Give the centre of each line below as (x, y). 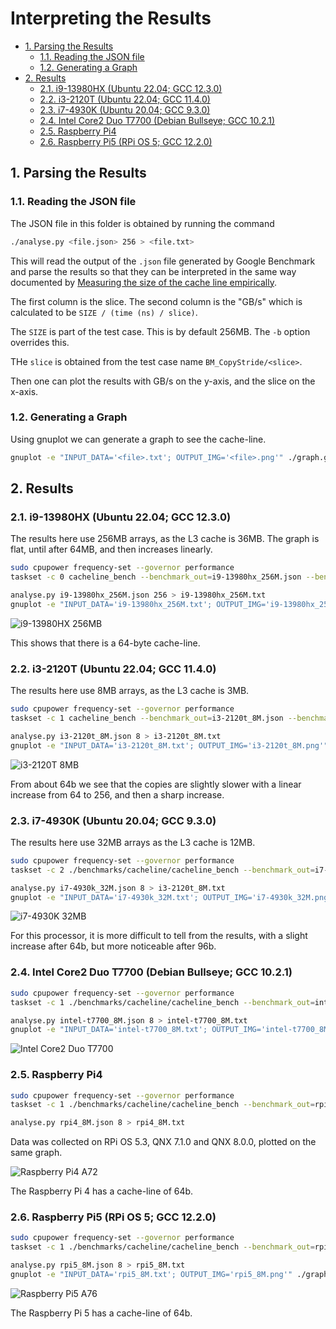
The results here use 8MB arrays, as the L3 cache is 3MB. (130, 691)
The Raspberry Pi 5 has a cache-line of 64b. (101, 1313)
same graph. (36, 1153)
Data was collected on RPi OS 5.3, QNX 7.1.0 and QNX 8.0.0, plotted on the (163, 1142)
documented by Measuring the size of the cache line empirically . (143, 282)
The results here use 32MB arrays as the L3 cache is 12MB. (133, 842)
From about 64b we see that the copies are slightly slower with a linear (156, 784)
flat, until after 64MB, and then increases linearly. (111, 549)
